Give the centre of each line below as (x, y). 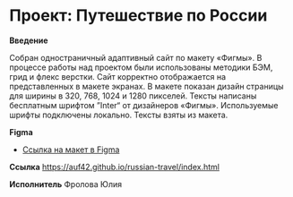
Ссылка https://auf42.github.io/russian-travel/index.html (114, 167)
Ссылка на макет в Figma (71, 150)
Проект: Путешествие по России (138, 16)
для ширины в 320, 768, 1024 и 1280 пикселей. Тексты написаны (133, 96)
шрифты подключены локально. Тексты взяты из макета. (119, 115)
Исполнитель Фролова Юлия (66, 184)
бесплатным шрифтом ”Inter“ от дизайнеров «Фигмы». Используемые (144, 105)
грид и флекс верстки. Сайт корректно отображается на (118, 76)
